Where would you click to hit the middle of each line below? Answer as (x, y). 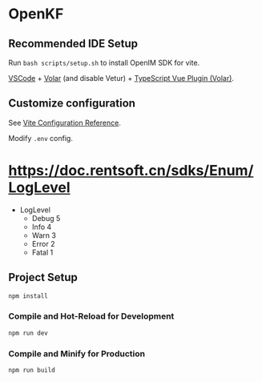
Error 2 (43, 243)
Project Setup (43, 277)
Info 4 (42, 227)
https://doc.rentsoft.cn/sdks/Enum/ (131, 171)
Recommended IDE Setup (73, 44)
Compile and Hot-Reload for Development (91, 316)
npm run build (32, 370)
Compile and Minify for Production (77, 353)
